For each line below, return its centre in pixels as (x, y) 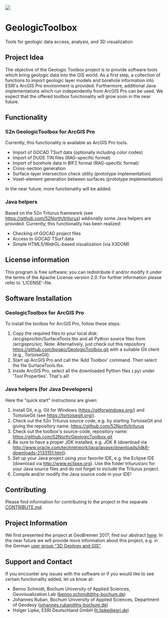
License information (37, 260)
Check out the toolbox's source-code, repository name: (70, 431)
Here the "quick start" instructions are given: (52, 400)
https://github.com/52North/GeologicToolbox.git (62, 436)
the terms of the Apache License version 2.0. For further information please (83, 277)
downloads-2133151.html (38, 453)
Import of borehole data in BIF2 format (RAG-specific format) (76, 163)
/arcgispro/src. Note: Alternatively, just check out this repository (79, 344)
